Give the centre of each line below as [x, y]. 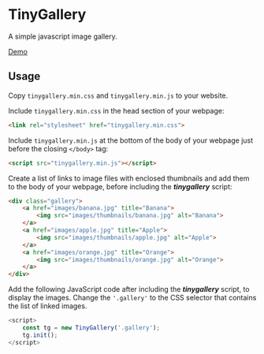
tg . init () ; [40, 335]
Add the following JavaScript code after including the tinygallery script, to [129, 289]
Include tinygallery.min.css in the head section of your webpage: [116, 110]
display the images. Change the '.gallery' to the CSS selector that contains [132, 298]
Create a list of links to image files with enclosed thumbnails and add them [129, 178]
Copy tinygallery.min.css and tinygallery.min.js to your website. [118, 95]
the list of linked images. [48, 306]
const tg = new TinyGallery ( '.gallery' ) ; [91, 328]
